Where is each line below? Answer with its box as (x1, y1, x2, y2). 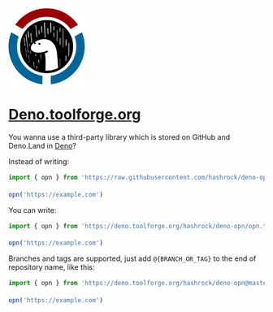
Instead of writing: (8, 156, 70, 166)
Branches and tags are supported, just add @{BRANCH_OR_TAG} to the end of (8, 253, 257, 263)
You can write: (8, 205, 57, 214)
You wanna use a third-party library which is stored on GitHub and (8, 132, 230, 141)
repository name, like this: (8, 262, 95, 272)
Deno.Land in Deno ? (8, 141, 77, 150)
